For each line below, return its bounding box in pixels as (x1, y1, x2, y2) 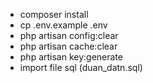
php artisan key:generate (19, 51, 124, 63)
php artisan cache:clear (19, 40, 118, 52)
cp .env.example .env (19, 19, 108, 31)
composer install (19, 9, 89, 20)
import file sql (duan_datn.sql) (19, 62, 143, 73)
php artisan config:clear (19, 30, 119, 41)
